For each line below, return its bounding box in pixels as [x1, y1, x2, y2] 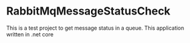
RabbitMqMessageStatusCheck [6, 4, 171, 18]
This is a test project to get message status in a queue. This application [6, 24, 185, 31]
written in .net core [6, 30, 53, 38]
